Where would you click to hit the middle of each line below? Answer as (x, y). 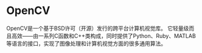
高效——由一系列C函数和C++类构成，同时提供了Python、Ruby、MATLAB (103, 36)
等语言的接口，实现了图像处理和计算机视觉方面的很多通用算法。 (86, 43)
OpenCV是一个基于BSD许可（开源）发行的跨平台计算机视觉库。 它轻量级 (98, 28)
